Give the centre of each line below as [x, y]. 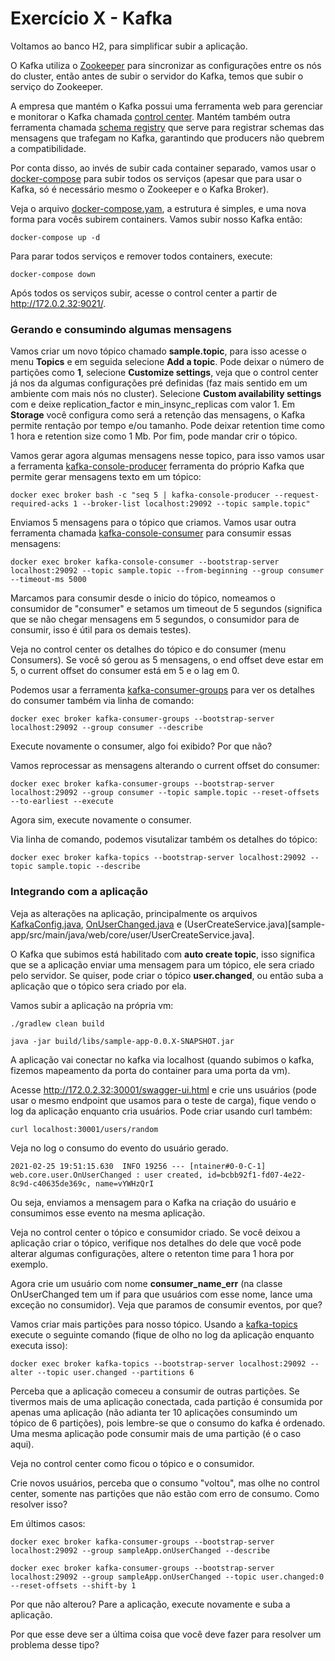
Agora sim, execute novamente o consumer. [101, 820]
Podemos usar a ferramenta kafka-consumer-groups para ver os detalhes [162, 690]
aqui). [22, 1444]
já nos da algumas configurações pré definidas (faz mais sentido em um [159, 383]
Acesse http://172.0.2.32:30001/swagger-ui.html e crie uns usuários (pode [163, 1089]
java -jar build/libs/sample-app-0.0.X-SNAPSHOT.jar [122, 1041]
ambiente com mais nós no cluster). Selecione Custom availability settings [166, 394]
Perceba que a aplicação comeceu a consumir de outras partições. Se [155, 1391]
